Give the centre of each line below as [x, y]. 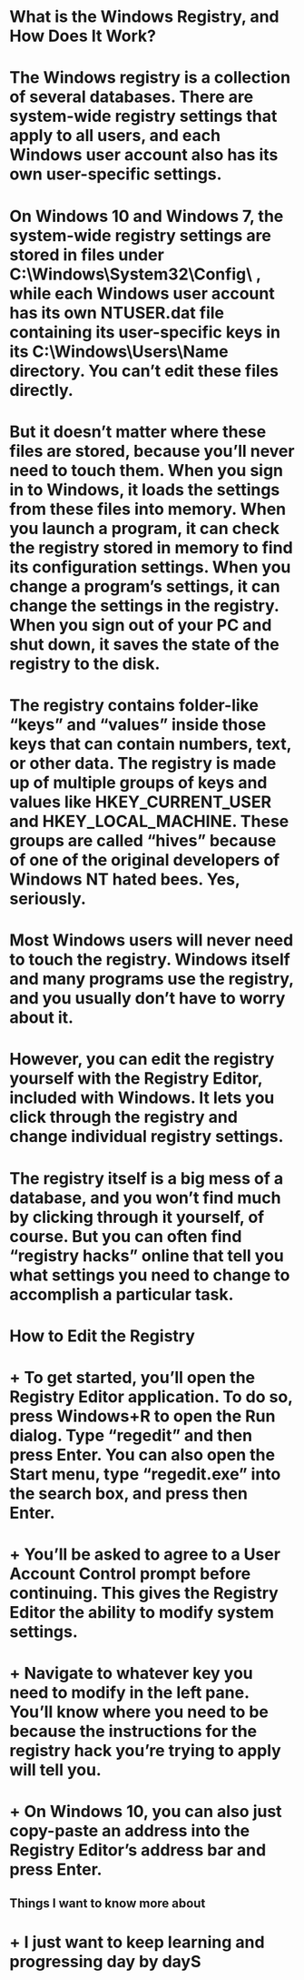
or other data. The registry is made [143, 763]
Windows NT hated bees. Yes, [125, 879]
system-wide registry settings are [141, 235]
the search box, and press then [128, 1493]
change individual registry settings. [147, 1137]
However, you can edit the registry [142, 1060]
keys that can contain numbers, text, [151, 744]
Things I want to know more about [108, 1903]
